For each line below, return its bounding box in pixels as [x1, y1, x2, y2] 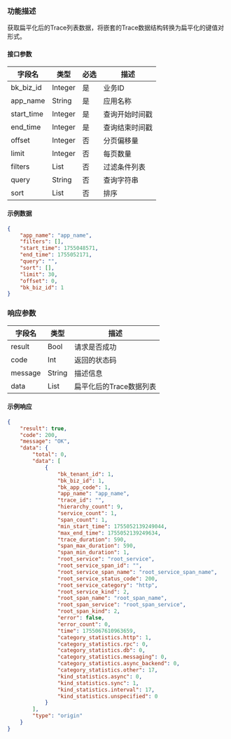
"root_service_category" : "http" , [57, 582, 158, 589]
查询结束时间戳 [103, 122, 153, 132]
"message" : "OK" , [20, 438, 71, 445]
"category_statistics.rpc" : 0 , [57, 641, 149, 648]
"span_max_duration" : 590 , [57, 542, 136, 549]
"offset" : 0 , [20, 277, 58, 285]
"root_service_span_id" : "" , [57, 562, 142, 570]
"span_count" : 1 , [57, 516, 108, 523]
